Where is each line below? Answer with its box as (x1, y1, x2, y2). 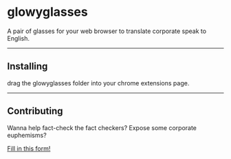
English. (7, 34, 30, 42)
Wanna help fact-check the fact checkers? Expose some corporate (7, 123, 197, 131)
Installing (7, 61, 48, 72)
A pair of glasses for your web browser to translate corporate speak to (7, 27, 207, 35)
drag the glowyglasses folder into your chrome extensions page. (7, 78, 190, 87)
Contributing (7, 105, 63, 117)
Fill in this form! (7, 144, 51, 152)
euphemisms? (7, 131, 47, 139)
